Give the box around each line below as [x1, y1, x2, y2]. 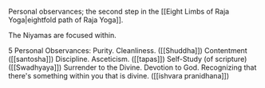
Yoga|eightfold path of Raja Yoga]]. [8, 15, 124, 25]
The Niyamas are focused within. [8, 31, 117, 40]
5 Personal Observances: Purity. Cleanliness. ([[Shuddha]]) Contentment [8, 46, 247, 55]
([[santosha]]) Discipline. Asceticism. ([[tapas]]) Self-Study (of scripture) [8, 55, 247, 63]
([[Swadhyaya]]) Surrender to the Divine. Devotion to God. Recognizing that [8, 63, 257, 72]
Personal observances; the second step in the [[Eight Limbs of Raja [8, 7, 230, 16]
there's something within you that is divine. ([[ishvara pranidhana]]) [8, 71, 230, 80]
